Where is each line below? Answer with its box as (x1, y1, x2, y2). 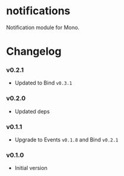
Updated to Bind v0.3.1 (14, 79, 72, 87)
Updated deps (14, 108, 50, 115)
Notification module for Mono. (6, 24, 80, 31)
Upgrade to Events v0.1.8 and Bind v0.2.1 (14, 136, 119, 143)
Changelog (6, 45, 62, 58)
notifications (6, 4, 71, 18)
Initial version (14, 165, 47, 172)
